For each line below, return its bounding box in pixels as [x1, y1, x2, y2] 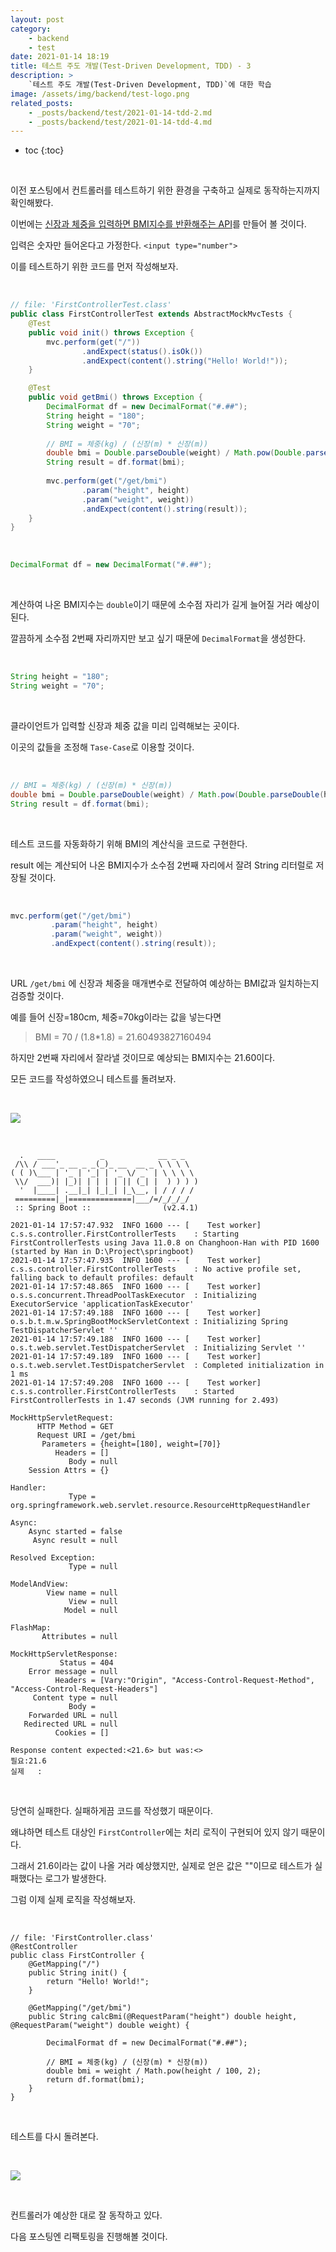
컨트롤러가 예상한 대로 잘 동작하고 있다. [10, 2209, 163, 2221]
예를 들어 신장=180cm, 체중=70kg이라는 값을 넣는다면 [10, 1011, 222, 1023]
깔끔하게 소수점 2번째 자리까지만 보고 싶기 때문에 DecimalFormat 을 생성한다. [10, 632, 307, 645]
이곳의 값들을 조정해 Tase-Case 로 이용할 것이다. [10, 741, 195, 753]
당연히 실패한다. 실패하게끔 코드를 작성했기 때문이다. [10, 1805, 213, 1816]
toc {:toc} [24, 144, 65, 156]
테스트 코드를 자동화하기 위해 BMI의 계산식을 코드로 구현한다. [10, 837, 248, 850]
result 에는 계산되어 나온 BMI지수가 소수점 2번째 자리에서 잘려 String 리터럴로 [10, 859, 314, 871]
